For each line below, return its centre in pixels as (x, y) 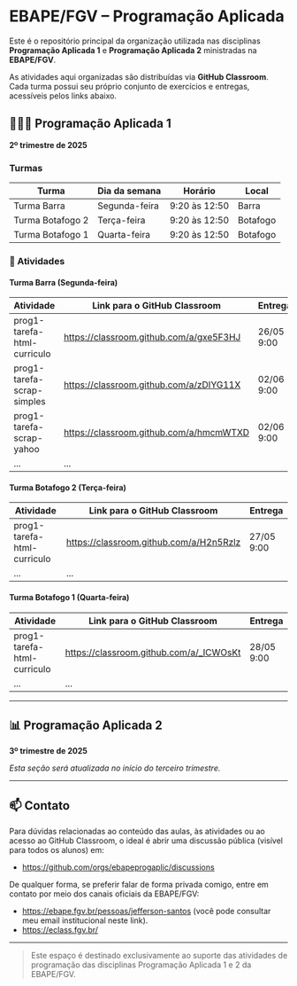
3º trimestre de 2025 (49, 751)
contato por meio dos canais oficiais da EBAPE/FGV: (104, 894)
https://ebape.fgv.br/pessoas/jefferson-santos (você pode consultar (146, 912)
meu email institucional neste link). (85, 920)
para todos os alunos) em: (57, 850)
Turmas (26, 168)
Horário (200, 191)
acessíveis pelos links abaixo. (63, 96)
